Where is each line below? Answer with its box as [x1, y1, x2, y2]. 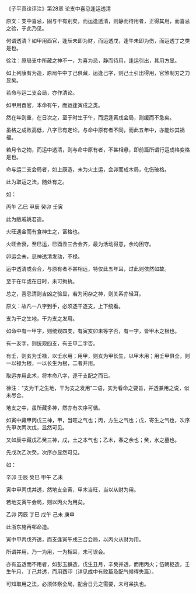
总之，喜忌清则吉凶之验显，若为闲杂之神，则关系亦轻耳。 [6, 290, 144, 297]
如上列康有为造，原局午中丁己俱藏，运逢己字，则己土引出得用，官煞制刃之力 [6, 70, 190, 76]
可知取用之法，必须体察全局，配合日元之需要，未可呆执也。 [6, 581, 149, 587]
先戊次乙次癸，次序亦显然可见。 [6, 449, 83, 456]
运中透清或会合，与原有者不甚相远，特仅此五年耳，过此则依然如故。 [6, 266, 170, 272]
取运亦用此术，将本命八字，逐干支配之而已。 [6, 372, 114, 379]
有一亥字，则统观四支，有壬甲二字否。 [6, 340, 98, 347]
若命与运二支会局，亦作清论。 [6, 89, 78, 96]
